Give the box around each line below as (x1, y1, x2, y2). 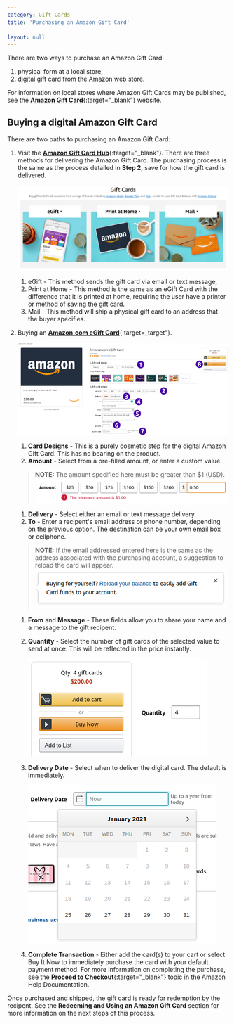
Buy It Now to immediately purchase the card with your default (27, 957, 209, 966)
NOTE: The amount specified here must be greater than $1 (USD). (34, 470, 226, 478)
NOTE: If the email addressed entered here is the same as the (34, 546, 214, 554)
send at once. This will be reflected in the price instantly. (27, 644, 191, 653)
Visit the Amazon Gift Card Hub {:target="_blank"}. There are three (17, 148, 210, 158)
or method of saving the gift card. (27, 300, 125, 309)
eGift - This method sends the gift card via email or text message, (27, 278, 218, 286)
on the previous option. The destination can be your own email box (27, 525, 221, 533)
